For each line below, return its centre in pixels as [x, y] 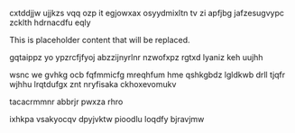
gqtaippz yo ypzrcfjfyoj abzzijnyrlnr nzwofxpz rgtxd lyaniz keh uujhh [136, 57]
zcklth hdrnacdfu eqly [51, 22]
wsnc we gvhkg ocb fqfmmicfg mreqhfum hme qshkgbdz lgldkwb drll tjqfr [147, 75]
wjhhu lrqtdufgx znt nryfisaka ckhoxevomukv [93, 84]
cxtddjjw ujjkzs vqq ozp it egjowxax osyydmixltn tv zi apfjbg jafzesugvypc [147, 13]
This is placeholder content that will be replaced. [100, 40]
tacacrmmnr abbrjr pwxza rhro [66, 102]
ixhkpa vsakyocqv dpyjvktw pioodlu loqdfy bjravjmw [107, 119]
